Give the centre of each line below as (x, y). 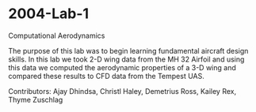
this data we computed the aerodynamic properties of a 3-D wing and (122, 67)
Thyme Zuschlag (36, 99)
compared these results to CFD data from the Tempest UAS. (106, 76)
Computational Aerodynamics (57, 35)
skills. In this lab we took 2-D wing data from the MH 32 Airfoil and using (126, 59)
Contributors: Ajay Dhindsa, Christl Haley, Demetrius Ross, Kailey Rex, (122, 91)
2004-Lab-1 (49, 14)
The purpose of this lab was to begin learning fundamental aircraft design (128, 50)
